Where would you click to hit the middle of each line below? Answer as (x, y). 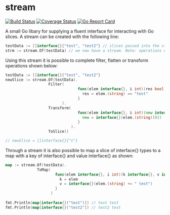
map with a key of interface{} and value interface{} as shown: (69, 156)
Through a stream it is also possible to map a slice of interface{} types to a (83, 150)
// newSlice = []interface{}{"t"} (42, 141)
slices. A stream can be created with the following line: (62, 37)
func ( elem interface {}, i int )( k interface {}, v (107, 174)
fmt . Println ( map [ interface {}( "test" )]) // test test (62, 203)
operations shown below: (32, 65)
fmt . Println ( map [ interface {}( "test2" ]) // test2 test (63, 207)
